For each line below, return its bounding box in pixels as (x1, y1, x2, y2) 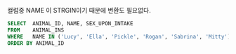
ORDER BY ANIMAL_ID (7, 39, 65, 47)
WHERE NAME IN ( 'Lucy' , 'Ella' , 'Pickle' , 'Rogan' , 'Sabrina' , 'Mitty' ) (7, 33, 231, 40)
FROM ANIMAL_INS (7, 27, 65, 34)
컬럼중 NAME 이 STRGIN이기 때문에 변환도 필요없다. (7, 6, 151, 14)
